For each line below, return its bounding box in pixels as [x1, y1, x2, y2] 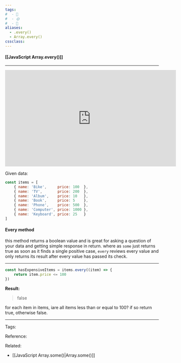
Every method [5, 227, 35, 233]
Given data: [5, 170, 28, 176]
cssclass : [5, 39, 25, 44]
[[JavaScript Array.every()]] [5, 54, 63, 60]
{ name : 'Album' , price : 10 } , [14, 194, 89, 198]
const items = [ [5, 180, 38, 185]
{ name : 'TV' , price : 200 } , [14, 189, 89, 194]
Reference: [5, 333, 27, 339]
